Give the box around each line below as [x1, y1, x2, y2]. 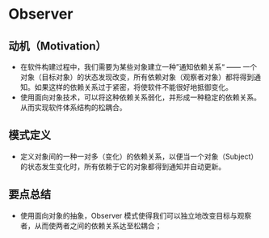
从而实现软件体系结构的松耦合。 [19, 103, 127, 112]
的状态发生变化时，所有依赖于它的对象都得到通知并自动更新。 [19, 161, 226, 171]
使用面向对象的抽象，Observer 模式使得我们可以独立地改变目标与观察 [19, 210, 252, 220]
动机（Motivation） [8, 39, 107, 53]
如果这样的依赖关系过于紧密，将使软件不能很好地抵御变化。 [34, 83, 233, 91]
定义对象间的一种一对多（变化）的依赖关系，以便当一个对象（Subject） [19, 151, 258, 161]
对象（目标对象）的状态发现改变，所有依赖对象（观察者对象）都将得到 [19, 72, 254, 82]
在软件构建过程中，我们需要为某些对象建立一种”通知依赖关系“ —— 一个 [19, 62, 258, 71]
